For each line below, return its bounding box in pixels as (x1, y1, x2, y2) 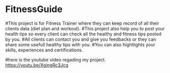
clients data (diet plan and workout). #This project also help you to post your (5, 25, 165, 31)
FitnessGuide (5, 4, 63, 15)
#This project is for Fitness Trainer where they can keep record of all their (5, 20, 159, 26)
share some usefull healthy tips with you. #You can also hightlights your (5, 41, 156, 47)
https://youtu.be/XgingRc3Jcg (5, 62, 69, 68)
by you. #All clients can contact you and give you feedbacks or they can (5, 36, 156, 42)
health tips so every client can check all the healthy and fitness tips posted (5, 31, 161, 37)
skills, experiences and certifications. (5, 47, 83, 53)
